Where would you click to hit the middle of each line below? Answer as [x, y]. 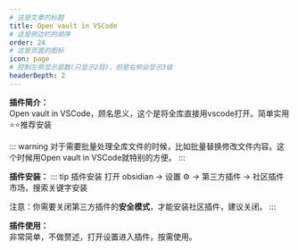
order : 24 [28, 42]
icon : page [29, 59]
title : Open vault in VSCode [63, 26]
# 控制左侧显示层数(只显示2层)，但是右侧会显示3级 [91, 68]
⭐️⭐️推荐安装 [30, 124]
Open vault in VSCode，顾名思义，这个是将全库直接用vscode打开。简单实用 [149, 113]
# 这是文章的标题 [37, 17]
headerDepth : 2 [37, 76]
